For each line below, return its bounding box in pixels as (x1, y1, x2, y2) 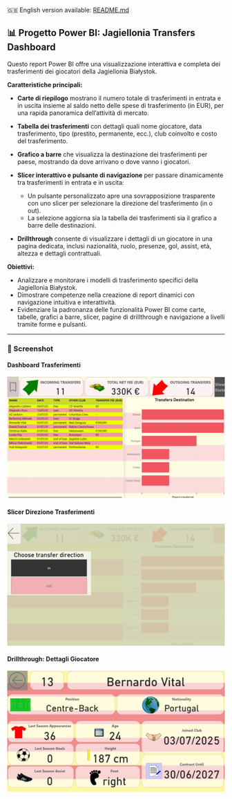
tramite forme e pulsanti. (17, 320, 88, 328)
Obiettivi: (7, 262, 35, 270)
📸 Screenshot (7, 344, 54, 353)
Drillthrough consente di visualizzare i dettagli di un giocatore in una (17, 235, 213, 243)
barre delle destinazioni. (27, 221, 97, 229)
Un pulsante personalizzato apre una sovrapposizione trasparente (27, 192, 215, 200)
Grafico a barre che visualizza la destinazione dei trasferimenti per (17, 150, 208, 158)
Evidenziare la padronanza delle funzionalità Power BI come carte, (17, 305, 206, 313)
